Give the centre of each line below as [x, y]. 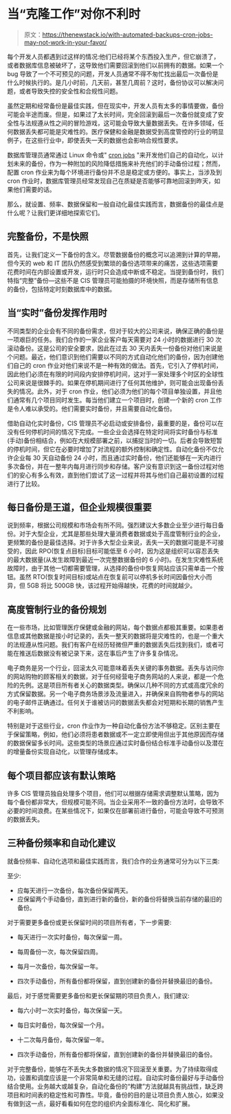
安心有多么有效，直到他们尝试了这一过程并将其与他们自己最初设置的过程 [121, 475]
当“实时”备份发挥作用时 [57, 313]
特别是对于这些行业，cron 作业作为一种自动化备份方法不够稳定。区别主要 [111, 726]
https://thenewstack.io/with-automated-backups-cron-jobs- [128, 35]
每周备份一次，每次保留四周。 [59, 951]
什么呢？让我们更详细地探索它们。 [55, 213]
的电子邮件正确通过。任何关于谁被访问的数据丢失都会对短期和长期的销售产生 [115, 703]
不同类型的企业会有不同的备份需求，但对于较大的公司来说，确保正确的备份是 [115, 331]
